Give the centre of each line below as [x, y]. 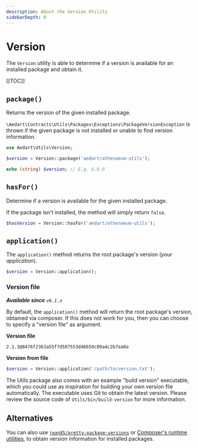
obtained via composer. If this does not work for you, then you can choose [98, 318]
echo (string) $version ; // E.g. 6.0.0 [56, 169]
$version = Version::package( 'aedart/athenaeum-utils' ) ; [78, 158]
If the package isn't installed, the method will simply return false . [86, 212]
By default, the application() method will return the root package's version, [99, 312]
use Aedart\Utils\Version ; [40, 148]
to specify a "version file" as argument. [54, 324]
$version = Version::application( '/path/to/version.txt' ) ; [81, 369]
